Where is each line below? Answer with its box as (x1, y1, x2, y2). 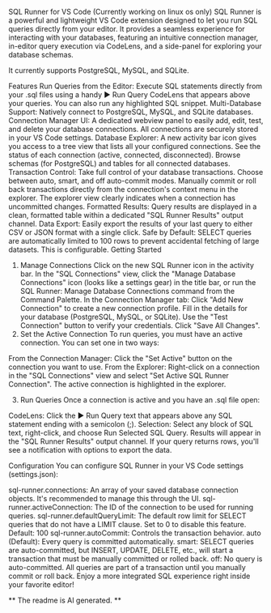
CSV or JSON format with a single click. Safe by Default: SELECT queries (8, 228, 252, 237)
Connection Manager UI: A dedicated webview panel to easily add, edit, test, (8, 116, 264, 125)
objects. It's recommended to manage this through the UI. (8, 494, 201, 503)
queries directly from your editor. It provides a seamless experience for (8, 24, 245, 33)
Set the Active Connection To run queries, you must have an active (19, 330, 243, 338)
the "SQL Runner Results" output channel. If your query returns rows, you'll (8, 436, 259, 446)
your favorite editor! (8, 580, 74, 590)
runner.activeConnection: (8, 502, 93, 512)
